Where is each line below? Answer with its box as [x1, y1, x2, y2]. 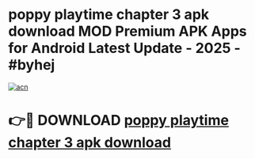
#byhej [8, 56, 55, 74]
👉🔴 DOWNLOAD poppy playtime [8, 112, 230, 130]
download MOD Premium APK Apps [8, 22, 247, 40]
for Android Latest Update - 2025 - [8, 40, 242, 57]
